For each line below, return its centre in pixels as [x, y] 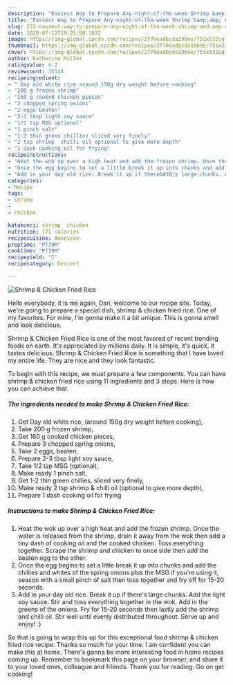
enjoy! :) [29, 623]
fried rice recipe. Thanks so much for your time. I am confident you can [109, 644]
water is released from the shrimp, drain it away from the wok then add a [121, 536]
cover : [17, 53]
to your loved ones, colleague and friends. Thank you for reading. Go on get [116, 666]
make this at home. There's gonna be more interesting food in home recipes [116, 652]
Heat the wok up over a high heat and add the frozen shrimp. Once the [119, 528]
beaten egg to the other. [52, 558]
